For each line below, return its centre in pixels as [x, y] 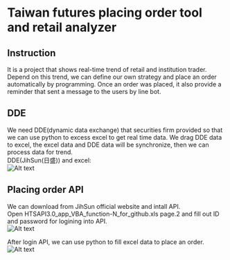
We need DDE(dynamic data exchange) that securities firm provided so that [115, 130]
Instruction [32, 53]
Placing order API [46, 190]
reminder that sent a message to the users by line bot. [84, 92]
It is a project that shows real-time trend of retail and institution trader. [107, 69]
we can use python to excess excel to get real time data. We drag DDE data [115, 137]
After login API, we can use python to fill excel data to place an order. [106, 242]
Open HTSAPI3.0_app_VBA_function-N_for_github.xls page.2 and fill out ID [113, 214]
